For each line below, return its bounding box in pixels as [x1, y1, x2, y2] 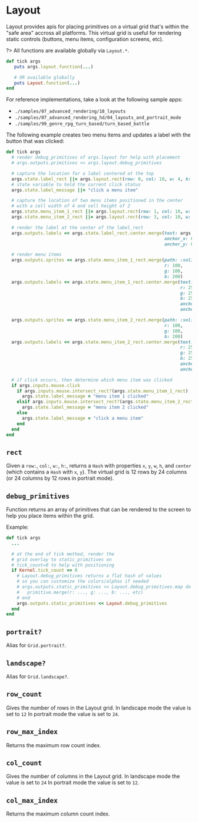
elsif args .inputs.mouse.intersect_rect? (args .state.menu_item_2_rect [16, 399, 194, 405]
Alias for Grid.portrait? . [6, 642, 67, 649]
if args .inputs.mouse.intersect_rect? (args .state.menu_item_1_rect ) [16, 388, 189, 394]
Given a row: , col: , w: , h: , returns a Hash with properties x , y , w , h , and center [6, 462, 192, 469]
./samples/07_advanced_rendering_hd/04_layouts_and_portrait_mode [14, 115, 181, 121]
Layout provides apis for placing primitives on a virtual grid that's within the [6, 23, 189, 30]
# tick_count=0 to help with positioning [11, 562, 115, 568]
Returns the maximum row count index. [6, 741, 101, 748]
